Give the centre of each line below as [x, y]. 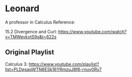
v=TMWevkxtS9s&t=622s [31, 37]
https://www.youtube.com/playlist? [64, 64]
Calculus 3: [16, 64]
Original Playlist [30, 52]
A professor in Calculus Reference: [40, 22]
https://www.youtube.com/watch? [92, 31]
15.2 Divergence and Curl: [31, 31]
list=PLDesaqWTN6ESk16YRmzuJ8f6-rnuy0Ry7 [53, 69]
